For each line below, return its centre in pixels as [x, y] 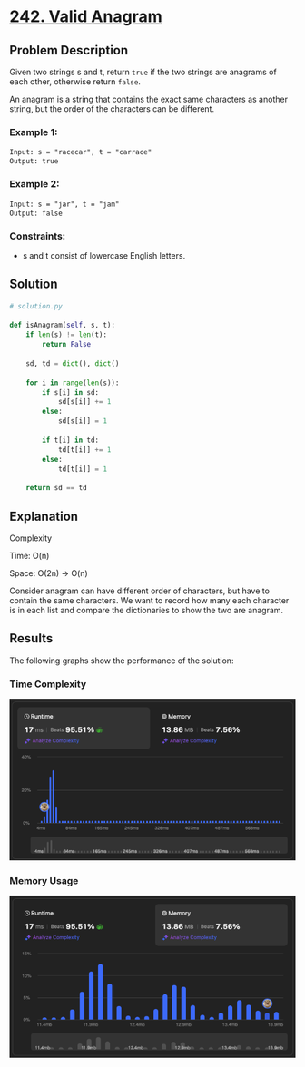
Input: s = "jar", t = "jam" [64, 204]
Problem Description [69, 50]
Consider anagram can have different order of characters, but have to [140, 591]
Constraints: [38, 236]
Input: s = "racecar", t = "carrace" [81, 152]
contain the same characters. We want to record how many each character [149, 601]
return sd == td [57, 488]
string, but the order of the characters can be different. [112, 109]
